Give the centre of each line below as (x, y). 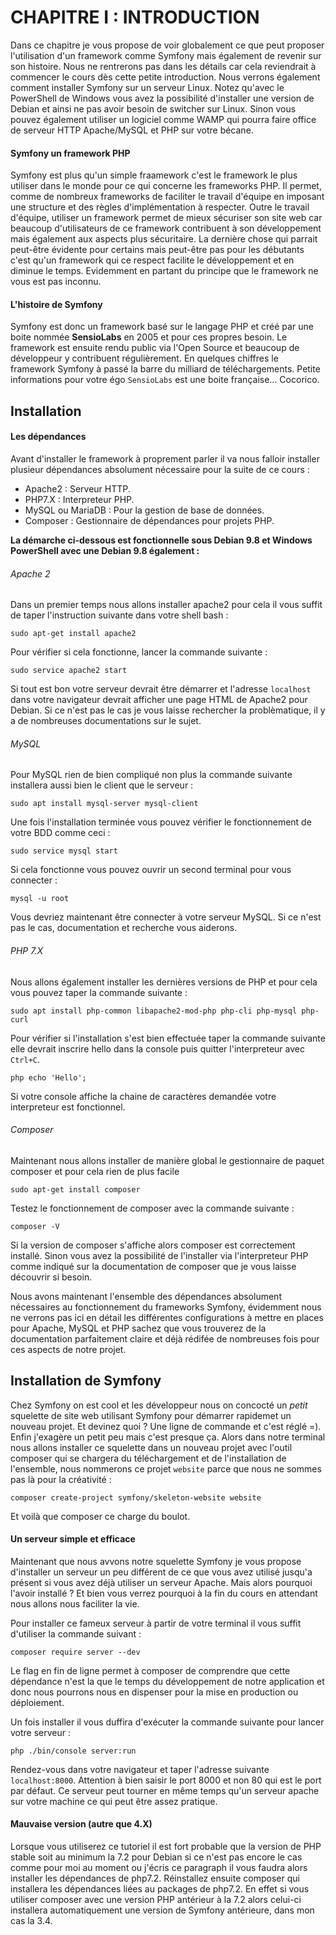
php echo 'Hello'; (48, 1077)
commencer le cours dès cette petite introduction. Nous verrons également (165, 77)
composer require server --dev (75, 1652)
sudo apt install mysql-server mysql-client (104, 804)
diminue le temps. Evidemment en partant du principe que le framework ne (164, 271)
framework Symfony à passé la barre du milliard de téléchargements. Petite (165, 369)
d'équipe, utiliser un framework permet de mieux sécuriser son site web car (166, 218)
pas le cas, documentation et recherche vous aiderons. (124, 928)
